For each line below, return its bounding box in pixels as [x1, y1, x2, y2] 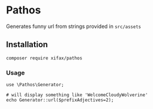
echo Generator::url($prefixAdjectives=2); [6, 97, 114, 103]
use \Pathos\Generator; [6, 82, 64, 88]
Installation [6, 40, 48, 50]
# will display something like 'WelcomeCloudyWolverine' [6, 92, 148, 98]
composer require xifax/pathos [6, 55, 83, 61]
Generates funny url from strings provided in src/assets [6, 23, 141, 30]
